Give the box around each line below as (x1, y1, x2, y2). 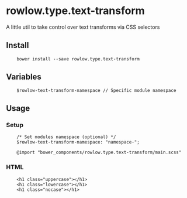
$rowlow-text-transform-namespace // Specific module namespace (16, 87, 176, 93)
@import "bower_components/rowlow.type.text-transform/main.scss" (16, 149, 182, 156)
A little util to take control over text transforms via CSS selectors (6, 23, 160, 30)
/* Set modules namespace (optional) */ (16, 134, 116, 140)
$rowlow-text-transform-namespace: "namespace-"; (16, 139, 140, 145)
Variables (6, 72, 42, 82)
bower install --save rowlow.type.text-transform (16, 56, 140, 62)
